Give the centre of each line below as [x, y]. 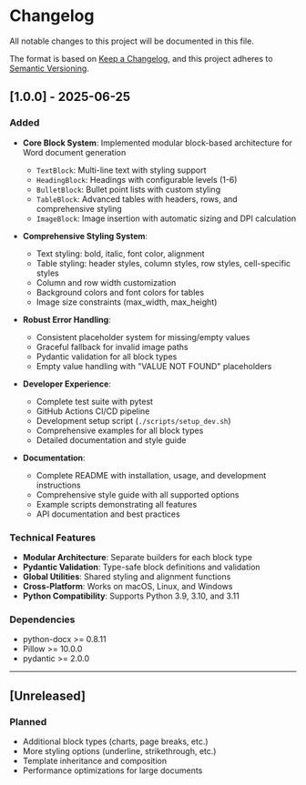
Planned [28, 721]
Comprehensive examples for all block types [120, 430]
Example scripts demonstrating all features [117, 504]
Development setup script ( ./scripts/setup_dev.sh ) [133, 420]
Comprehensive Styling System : [85, 236]
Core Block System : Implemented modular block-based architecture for [158, 143]
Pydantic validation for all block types [107, 357]
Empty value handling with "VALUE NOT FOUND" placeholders [154, 366]
